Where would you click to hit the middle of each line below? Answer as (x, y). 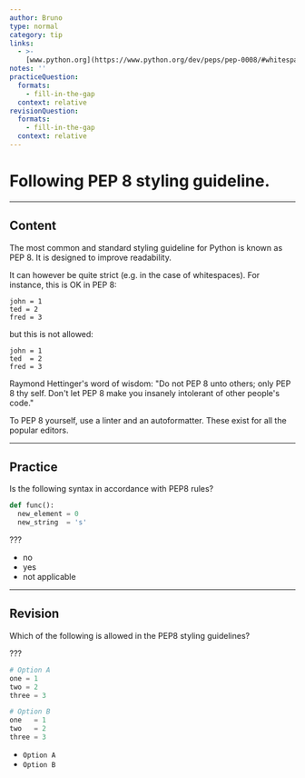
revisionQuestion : (44, 111)
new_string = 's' (53, 523)
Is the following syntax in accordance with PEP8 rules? (112, 489)
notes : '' (28, 69)
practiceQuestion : (44, 77)
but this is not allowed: (51, 334)
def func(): (32, 505)
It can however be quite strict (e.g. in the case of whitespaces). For (135, 274)
